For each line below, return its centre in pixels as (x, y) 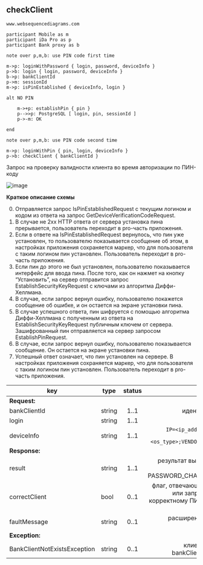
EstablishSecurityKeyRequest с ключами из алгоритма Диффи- (95, 286)
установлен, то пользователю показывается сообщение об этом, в (101, 241)
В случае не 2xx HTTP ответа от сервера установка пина (89, 221)
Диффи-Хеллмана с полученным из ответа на (74, 318)
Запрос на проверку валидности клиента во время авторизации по (93, 167)
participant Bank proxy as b (43, 45)
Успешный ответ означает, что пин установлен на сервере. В (94, 357)
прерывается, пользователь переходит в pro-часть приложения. (99, 228)
